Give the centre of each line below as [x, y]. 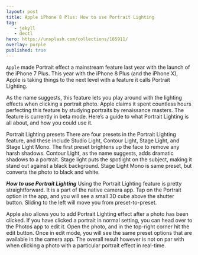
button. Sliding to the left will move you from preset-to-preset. [82, 202]
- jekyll [25, 28]
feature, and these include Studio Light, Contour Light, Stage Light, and [93, 141]
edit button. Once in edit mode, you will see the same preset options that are [99, 232]
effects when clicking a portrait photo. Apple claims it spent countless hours [99, 104]
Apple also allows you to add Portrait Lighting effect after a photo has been [98, 213]
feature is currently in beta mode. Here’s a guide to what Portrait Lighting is [98, 116]
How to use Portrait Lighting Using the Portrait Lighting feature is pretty [94, 183]
